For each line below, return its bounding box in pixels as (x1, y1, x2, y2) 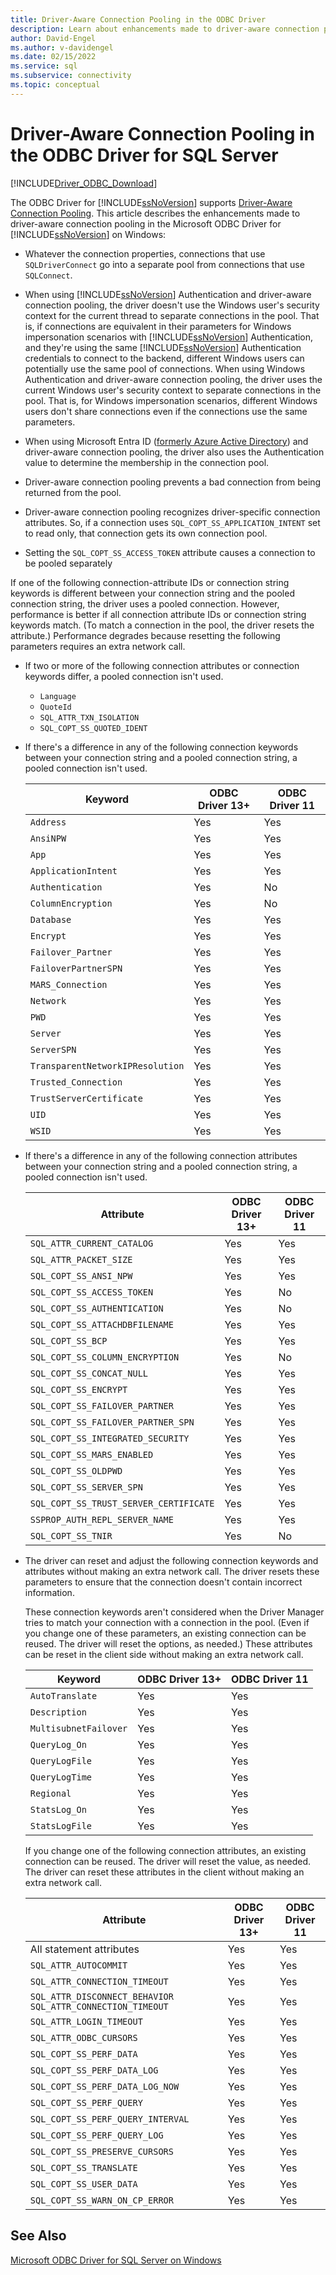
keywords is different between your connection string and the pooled (10, 587, 295, 599)
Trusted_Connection (29, 1076, 123, 1088)
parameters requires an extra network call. (10, 640, 186, 652)
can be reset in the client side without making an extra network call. (24, 1648, 304, 1660)
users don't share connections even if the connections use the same (24, 405, 308, 417)
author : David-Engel (10, 33, 97, 43)
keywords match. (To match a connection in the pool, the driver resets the (10, 619, 315, 631)
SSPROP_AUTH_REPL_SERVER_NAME (29, 1514, 174, 1525)
